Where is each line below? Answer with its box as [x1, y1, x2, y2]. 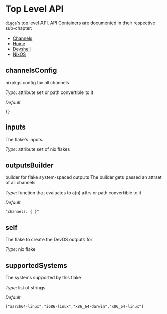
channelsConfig [5, 66, 57, 75]
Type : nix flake [5, 246, 36, 253]
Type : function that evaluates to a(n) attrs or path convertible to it [5, 190, 142, 196]
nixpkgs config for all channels [5, 79, 69, 85]
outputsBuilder [5, 161, 54, 169]
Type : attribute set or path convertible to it [5, 89, 94, 96]
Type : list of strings [5, 285, 46, 290]
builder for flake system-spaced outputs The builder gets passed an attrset [5, 174, 162, 180]
